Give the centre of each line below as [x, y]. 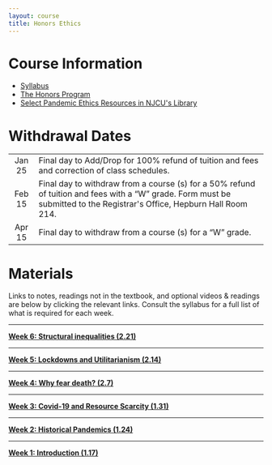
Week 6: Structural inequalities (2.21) [72, 336]
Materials [41, 273]
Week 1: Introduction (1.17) [53, 453]
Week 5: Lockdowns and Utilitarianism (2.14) [85, 360]
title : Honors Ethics [45, 23]
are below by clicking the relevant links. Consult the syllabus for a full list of [134, 305]
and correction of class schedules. [104, 171]
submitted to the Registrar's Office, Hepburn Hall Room [143, 204]
